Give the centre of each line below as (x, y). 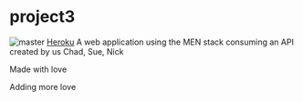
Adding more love (43, 86)
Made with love (38, 69)
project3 (42, 17)
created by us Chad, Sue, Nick (67, 51)
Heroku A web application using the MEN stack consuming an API (171, 42)
